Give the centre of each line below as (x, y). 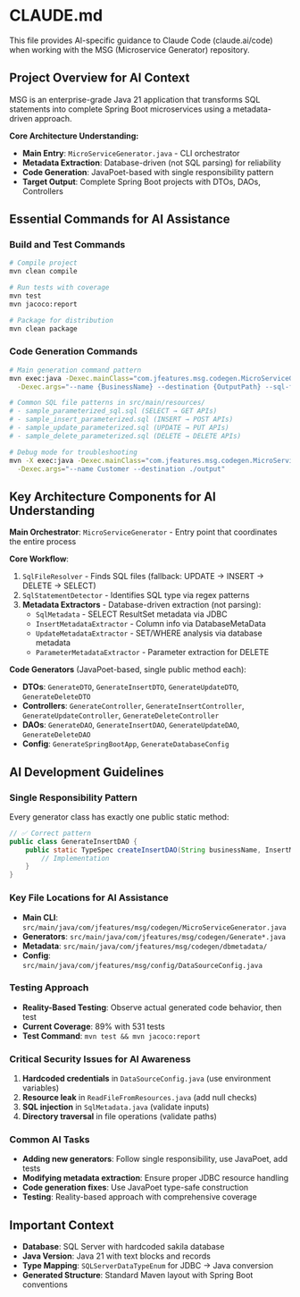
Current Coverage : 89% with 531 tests (93, 1026)
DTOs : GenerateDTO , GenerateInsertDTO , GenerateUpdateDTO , (130, 687)
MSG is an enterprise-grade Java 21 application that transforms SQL (135, 99)
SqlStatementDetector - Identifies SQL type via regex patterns (136, 595)
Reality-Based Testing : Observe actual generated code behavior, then (152, 1007)
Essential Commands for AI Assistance (120, 219)
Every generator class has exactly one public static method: (119, 817)
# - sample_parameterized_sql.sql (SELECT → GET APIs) (113, 411)
